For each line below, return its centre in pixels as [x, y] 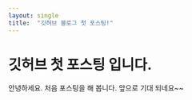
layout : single [34, 15]
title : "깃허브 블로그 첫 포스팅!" [61, 23]
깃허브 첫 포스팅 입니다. [80, 65]
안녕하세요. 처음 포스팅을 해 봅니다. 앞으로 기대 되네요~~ [96, 88]
